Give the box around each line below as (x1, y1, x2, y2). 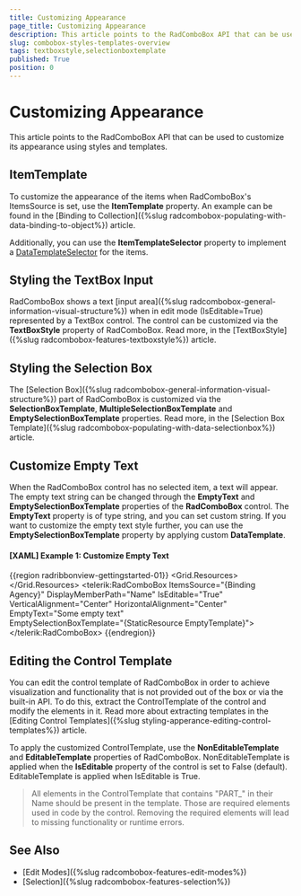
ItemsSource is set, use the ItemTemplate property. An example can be (9, 200, 273, 211)
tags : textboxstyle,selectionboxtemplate (9, 47, 167, 56)
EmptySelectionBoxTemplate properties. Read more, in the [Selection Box (9, 413, 285, 424)
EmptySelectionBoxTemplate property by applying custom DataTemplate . (9, 530, 286, 540)
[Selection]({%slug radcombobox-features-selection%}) (21, 876, 231, 887)
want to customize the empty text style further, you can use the (9, 520, 244, 531)
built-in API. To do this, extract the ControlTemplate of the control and (9, 697, 267, 707)
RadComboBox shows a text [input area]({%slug (9, 296, 188, 307)
